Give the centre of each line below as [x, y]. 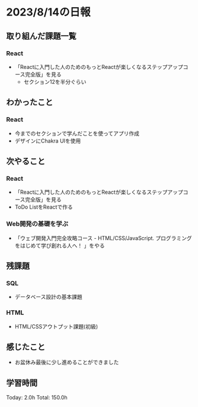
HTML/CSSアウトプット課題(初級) [56, 326]
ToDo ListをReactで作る [44, 207]
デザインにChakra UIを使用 [48, 141]
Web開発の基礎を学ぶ [37, 224]
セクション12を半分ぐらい [55, 81]
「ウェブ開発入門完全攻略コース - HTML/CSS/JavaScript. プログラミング [103, 238]
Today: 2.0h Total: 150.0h [37, 397]
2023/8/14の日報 [48, 12]
